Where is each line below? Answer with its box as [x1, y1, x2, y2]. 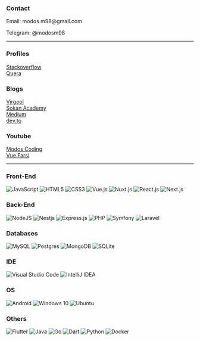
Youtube [6, 132, 32, 140]
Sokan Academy [6, 104, 46, 111]
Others [6, 314, 27, 323]
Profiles [6, 49, 30, 58]
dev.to [6, 117, 22, 124]
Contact [6, 4, 30, 13]
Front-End [6, 172, 36, 181]
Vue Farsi [6, 152, 30, 159]
